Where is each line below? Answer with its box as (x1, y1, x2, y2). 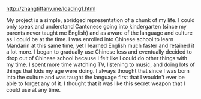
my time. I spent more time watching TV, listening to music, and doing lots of (6, 61, 195, 68)
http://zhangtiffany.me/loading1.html (6, 5, 96, 12)
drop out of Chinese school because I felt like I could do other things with (6, 55, 188, 61)
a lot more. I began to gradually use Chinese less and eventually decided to (6, 48, 192, 55)
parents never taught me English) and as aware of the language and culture (6, 29, 193, 36)
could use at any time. (6, 86, 61, 93)
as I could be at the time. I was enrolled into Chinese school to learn (6, 36, 174, 42)
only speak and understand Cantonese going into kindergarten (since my (6, 23, 187, 30)
